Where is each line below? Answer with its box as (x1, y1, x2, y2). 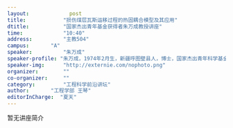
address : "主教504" (7, 36, 89, 43)
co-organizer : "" (7, 74, 70, 82)
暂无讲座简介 (7, 113, 44, 122)
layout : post (7, 10, 82, 17)
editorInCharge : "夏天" (7, 94, 77, 101)
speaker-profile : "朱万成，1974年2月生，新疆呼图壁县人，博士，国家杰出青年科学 (7, 55, 218, 62)
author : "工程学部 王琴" (7, 87, 92, 94)
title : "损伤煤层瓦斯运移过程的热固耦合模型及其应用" (7, 17, 178, 24)
